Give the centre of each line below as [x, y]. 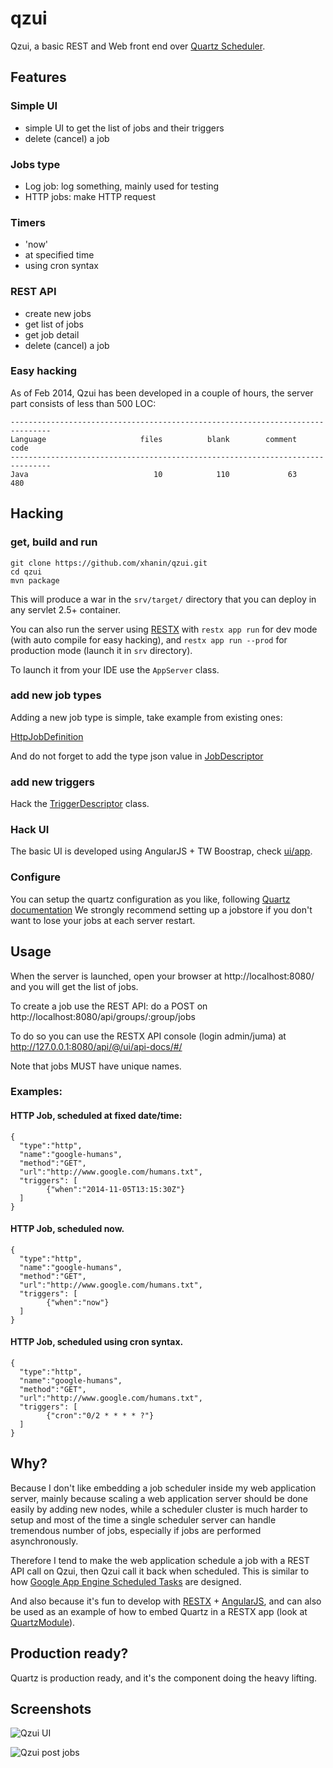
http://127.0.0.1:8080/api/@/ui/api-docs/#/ [96, 1046]
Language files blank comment [154, 439]
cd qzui [26, 572]
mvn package [35, 580]
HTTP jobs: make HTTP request [90, 196]
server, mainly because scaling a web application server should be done [159, 1498]
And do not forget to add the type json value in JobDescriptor [137, 756]
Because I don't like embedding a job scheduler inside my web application [163, 1488]
